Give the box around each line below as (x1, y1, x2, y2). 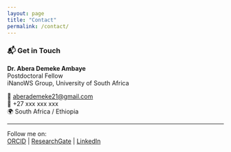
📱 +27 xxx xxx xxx (7, 99, 58, 107)
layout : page (7, 10, 45, 17)
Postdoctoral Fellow (7, 72, 63, 80)
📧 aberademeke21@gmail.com (7, 92, 93, 100)
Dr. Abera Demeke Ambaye (7, 64, 86, 72)
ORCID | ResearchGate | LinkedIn (7, 137, 101, 145)
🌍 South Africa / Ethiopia (7, 107, 79, 116)
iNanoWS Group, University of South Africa (7, 78, 129, 87)
